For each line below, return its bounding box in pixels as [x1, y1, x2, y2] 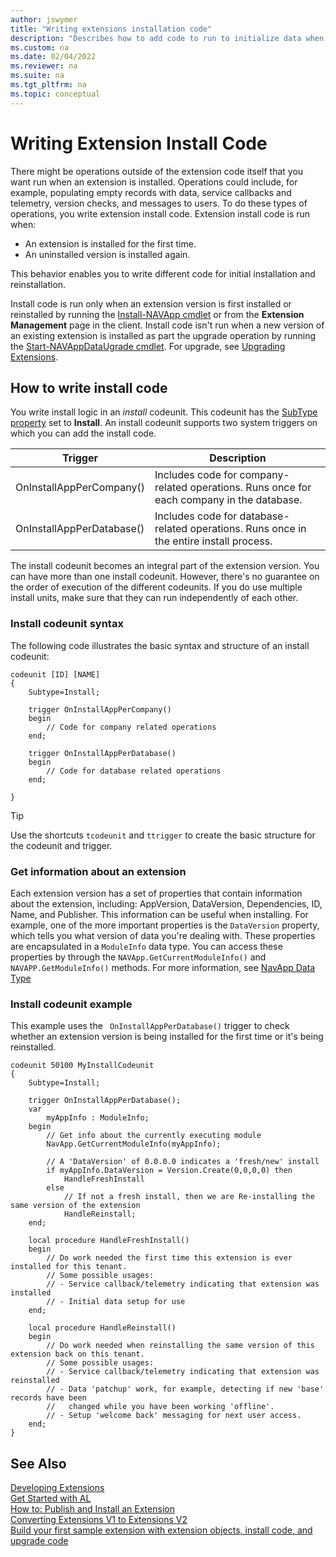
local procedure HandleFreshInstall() [28, 1236, 190, 1246]
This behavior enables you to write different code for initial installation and [10, 267, 316, 280]
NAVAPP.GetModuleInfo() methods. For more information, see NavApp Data [10, 961, 316, 973]
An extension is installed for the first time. [24, 237, 197, 250]
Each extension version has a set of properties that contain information [10, 887, 303, 899]
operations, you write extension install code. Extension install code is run [10, 207, 311, 220]
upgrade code [10, 1535, 69, 1547]
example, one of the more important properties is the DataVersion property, [10, 919, 320, 931]
